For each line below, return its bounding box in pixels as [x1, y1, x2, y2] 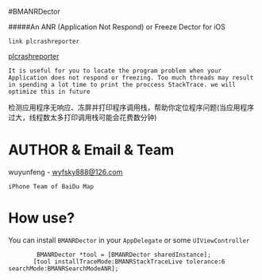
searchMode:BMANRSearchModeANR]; [8, 264, 119, 273]
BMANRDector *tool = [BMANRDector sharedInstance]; [37, 251, 212, 259]
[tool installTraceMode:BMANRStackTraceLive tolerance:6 [33, 258, 225, 266]
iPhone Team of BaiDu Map [8, 182, 94, 190]
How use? [8, 209, 75, 227]
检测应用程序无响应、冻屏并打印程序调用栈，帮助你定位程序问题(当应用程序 [8, 103, 255, 112]
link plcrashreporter [8, 37, 80, 45]
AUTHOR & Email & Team [8, 141, 175, 159]
